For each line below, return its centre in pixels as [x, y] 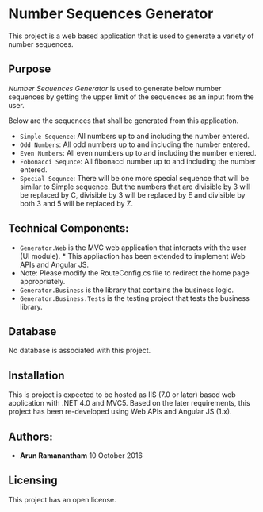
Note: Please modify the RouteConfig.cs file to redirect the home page [134, 273]
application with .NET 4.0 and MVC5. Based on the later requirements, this [130, 403]
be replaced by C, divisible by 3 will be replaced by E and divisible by [132, 194]
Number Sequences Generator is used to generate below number [115, 88]
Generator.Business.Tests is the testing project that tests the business [134, 298]
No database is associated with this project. [80, 351]
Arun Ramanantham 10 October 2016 [81, 456]
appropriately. [42, 281]
